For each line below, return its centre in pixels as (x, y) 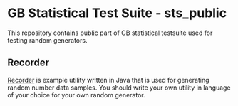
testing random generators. (47, 40)
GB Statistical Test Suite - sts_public (117, 13)
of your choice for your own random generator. (76, 95)
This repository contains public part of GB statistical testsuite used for (110, 33)
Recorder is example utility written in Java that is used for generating (108, 80)
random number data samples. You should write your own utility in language (119, 88)
